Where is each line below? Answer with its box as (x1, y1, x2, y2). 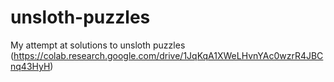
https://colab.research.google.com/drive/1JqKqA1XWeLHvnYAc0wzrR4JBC (13, 49, 324, 61)
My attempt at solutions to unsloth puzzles (10, 39, 186, 51)
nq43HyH (10, 60, 51, 72)
